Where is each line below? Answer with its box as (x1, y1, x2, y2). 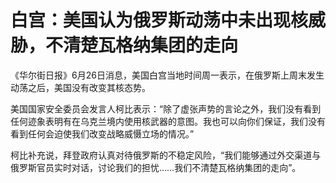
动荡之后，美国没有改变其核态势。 (10, 81, 151, 93)
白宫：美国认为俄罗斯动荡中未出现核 (10, 9, 309, 32)
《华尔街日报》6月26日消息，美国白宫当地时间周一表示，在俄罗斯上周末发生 (10, 69, 325, 81)
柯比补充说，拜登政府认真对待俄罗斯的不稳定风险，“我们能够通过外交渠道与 (10, 149, 322, 161)
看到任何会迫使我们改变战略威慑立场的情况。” (10, 127, 195, 140)
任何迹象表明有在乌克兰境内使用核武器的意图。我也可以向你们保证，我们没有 (10, 115, 326, 127)
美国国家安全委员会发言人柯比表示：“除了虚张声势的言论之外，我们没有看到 (10, 102, 322, 115)
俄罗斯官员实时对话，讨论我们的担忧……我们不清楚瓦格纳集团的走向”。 (10, 161, 302, 173)
